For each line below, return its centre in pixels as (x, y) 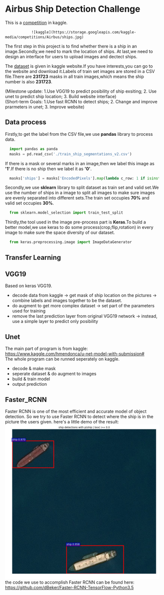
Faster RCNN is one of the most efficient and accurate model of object (76, 411)
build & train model (31, 379)
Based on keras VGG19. (29, 286)
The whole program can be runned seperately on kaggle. (62, 359)
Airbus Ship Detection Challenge (73, 9)
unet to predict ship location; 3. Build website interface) (61, 96)
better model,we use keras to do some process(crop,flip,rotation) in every (79, 227)
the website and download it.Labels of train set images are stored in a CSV (80, 71)
